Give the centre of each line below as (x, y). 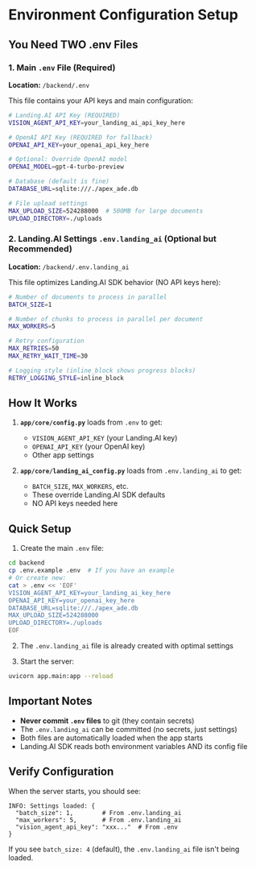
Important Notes (50, 701)
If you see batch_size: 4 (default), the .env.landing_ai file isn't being (124, 849)
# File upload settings (48, 203)
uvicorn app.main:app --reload (61, 677)
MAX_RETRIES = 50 (34, 349)
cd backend (27, 563)
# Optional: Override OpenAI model (68, 159)
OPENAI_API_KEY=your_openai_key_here (72, 600)
